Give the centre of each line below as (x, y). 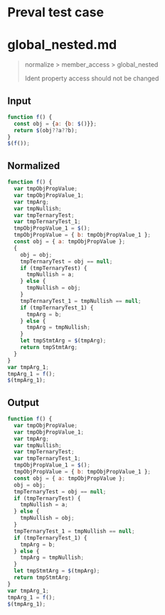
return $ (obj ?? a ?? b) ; (46, 130)
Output (23, 402)
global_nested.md (62, 45)
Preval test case (56, 12)
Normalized (34, 165)
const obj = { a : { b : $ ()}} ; (55, 124)
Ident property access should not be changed (92, 78)
